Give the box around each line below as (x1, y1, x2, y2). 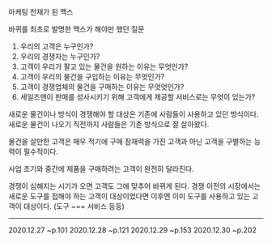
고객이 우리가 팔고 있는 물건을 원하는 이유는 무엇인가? (19, 62, 189, 71)
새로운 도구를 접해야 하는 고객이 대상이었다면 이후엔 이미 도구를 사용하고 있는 (8, 191, 251, 201)
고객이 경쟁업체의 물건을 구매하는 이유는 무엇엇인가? (19, 82, 185, 92)
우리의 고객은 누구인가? (19, 41, 94, 51)
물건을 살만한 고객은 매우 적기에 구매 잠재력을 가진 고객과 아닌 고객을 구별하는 (8, 137, 253, 146)
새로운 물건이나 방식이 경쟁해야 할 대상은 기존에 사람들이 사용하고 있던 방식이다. (8, 109, 259, 119)
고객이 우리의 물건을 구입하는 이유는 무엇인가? (19, 72, 165, 81)
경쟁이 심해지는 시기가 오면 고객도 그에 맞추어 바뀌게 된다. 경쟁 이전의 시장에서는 (8, 181, 261, 190)
